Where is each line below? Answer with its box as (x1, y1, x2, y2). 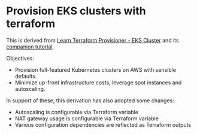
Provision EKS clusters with (6, 4, 146, 18)
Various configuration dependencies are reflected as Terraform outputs (14, 121, 192, 128)
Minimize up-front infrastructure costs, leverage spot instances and (14, 79, 182, 86)
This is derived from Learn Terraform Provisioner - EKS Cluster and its (6, 36, 179, 44)
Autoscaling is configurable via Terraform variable (14, 108, 139, 115)
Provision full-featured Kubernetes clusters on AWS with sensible (14, 66, 177, 73)
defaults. (14, 72, 37, 80)
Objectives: (6, 54, 34, 62)
